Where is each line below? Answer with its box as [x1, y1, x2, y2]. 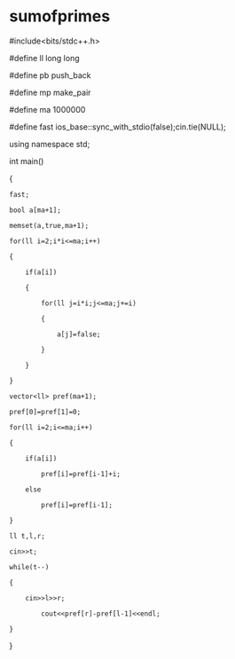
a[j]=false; [56, 330, 101, 339]
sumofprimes [9, 6, 111, 27]
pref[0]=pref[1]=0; [9, 407, 82, 416]
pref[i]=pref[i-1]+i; [41, 469, 121, 478]
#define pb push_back [9, 69, 91, 81]
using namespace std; [9, 138, 90, 149]
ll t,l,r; [9, 531, 46, 540]
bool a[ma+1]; [9, 206, 62, 215]
